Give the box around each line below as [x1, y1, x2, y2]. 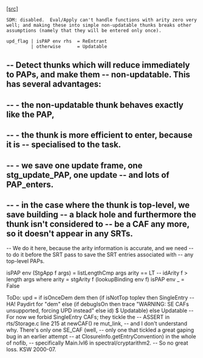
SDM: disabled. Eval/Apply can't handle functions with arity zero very [6, 17, 198, 23]
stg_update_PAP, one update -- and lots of [6, 170, 170, 180]
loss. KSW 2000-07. [6, 346, 57, 353]
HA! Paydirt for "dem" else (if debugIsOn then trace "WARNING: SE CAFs [6, 301, 190, 308]
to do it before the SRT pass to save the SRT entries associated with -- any [6, 251, 194, 258]
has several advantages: [6, 79, 101, 89]
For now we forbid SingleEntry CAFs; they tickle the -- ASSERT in [6, 314, 170, 321]
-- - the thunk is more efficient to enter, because [6, 130, 193, 141]
